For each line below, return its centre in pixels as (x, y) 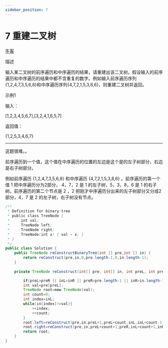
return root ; (37, 332)
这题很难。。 (17, 151)
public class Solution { (31, 248)
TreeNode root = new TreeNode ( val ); (59, 290)
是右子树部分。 (20, 168)
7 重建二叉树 (31, 36)
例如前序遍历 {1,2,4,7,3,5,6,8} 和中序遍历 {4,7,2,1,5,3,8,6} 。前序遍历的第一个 (83, 178)
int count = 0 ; (37, 295)
